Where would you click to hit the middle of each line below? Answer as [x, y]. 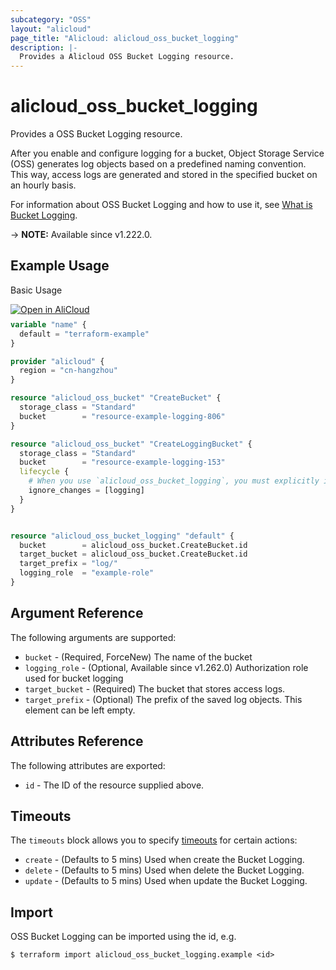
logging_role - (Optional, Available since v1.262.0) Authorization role [166, 667]
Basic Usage [36, 290]
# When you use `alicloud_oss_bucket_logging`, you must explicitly [174, 481]
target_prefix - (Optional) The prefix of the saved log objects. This [163, 699]
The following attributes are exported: [88, 765]
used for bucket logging [74, 678]
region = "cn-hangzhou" [68, 371]
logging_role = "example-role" [87, 573]
